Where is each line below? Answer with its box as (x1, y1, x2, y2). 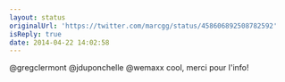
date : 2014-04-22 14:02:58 (9, 37, 110, 47)
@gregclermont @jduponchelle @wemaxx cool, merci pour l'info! (9, 62, 249, 73)
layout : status (9, 12, 66, 22)
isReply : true (9, 29, 63, 38)
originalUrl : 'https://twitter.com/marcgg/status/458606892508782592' (9, 21, 278, 30)
